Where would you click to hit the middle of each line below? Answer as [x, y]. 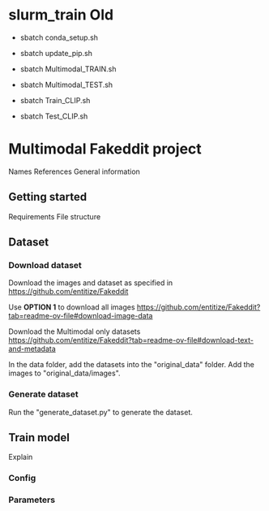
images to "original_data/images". [64, 373]
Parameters [32, 500]
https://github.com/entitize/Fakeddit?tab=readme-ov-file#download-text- [131, 340]
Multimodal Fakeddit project [105, 149]
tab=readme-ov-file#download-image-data [81, 316]
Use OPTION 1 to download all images [72, 307]
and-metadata [32, 349]
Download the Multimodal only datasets [75, 331]
